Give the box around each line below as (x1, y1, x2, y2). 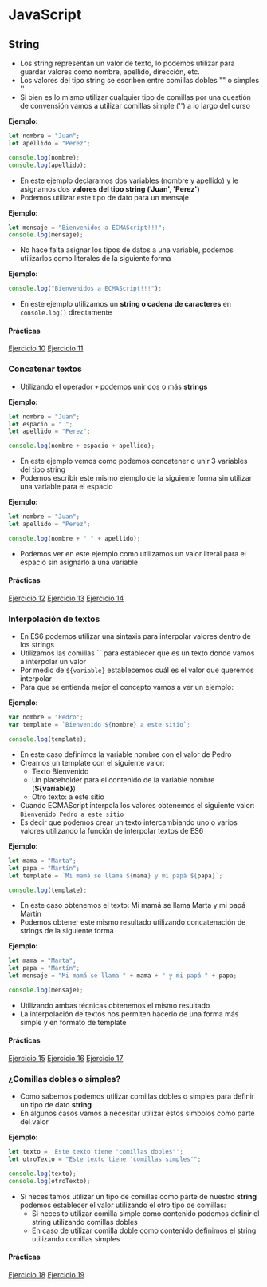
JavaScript (8, 6, 82, 24)
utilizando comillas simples (31, 1234, 120, 1243)
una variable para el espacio (19, 481, 113, 492)
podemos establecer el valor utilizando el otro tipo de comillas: (19, 1200, 226, 1210)
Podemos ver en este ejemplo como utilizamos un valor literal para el (19, 548, 247, 558)
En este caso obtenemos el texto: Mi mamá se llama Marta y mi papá (19, 901, 246, 910)
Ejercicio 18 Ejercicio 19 (8, 1270, 85, 1280)
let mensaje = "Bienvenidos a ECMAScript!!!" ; (8, 224, 166, 232)
